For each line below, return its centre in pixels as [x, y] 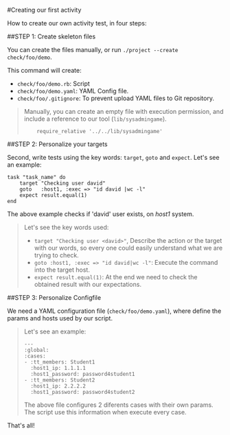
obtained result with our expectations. [88, 284]
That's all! [21, 425]
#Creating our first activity [44, 10]
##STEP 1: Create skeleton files [51, 36]
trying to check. [56, 255]
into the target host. [62, 270]
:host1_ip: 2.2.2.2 [58, 386]
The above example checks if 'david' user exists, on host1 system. [101, 214]
